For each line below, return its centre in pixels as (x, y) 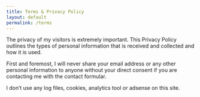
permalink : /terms (29, 23)
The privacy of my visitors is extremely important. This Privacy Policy (91, 40)
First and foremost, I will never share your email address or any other (91, 64)
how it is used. (24, 52)
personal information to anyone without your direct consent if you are (92, 70)
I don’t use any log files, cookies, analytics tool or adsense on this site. (93, 88)
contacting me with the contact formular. (56, 76)
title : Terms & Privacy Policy (45, 12)
